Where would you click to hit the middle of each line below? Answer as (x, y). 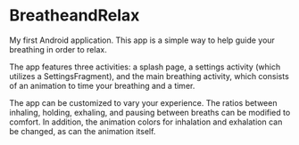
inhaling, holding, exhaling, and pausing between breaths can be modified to (150, 112)
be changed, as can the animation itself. (83, 131)
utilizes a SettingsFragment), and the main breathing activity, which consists (149, 76)
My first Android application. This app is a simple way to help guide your (142, 40)
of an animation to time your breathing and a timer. (102, 85)
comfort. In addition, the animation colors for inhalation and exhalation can (146, 122)
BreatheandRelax (75, 16)
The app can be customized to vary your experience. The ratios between (143, 102)
